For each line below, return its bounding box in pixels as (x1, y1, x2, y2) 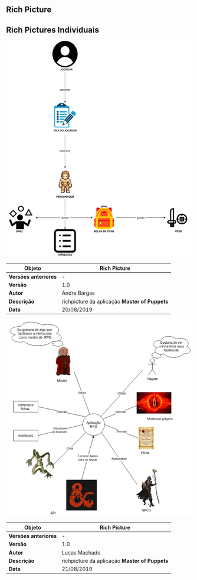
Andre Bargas (61, 289, 96, 297)
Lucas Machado (61, 549, 101, 556)
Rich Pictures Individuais (6, 25, 99, 35)
